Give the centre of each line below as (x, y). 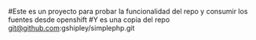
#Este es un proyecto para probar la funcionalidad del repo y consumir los (128, 11)
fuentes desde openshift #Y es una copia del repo (89, 20)
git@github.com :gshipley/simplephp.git (71, 28)
